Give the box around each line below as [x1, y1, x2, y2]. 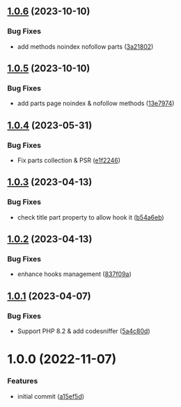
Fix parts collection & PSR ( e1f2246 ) [17, 156, 120, 164]
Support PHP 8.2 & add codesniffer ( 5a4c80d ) [17, 327, 151, 335]
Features [7, 376, 38, 386]
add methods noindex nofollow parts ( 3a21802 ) [17, 42, 154, 51]
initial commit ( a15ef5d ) [17, 392, 85, 400]
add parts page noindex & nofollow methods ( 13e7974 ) [17, 99, 175, 107]
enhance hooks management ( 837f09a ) [17, 270, 132, 278]
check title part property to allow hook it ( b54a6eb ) [17, 213, 165, 222]
